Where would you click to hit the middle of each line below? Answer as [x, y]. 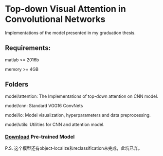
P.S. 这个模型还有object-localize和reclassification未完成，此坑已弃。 [74, 148]
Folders [17, 84]
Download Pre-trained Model [40, 137]
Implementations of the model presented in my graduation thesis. [70, 33]
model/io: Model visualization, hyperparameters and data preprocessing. [78, 115]
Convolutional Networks [55, 19]
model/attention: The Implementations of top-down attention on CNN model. [81, 96]
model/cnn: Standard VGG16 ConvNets [44, 105]
